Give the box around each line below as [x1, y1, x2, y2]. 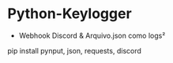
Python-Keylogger [7, 5, 132, 23]
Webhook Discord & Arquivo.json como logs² [18, 31, 166, 40]
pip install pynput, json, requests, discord [7, 46, 141, 55]
